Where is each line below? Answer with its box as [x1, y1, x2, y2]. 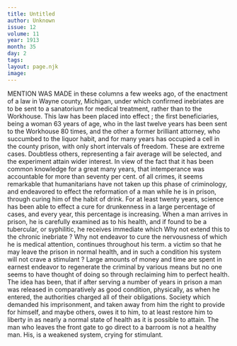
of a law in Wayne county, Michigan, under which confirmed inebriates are [7, 96, 224, 105]
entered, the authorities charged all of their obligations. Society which [7, 292, 211, 301]
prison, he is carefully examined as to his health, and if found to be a [7, 217, 207, 225]
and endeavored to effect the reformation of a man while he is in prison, [7, 187, 217, 196]
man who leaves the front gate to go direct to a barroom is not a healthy [7, 323, 217, 331]
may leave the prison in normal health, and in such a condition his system [7, 247, 221, 256]
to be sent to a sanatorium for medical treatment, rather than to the [7, 104, 202, 113]
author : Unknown [7, 17, 55, 24]
